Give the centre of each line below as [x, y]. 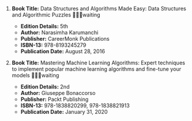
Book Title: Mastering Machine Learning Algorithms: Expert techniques [98, 63]
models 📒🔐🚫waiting [35, 75]
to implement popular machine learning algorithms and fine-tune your [96, 69]
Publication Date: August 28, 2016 [63, 51]
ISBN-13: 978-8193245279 [53, 45]
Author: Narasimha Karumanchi [59, 32]
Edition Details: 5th [44, 26]
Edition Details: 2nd [45, 87]
